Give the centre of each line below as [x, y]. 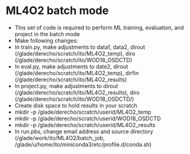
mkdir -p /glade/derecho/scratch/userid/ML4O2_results [85, 125]
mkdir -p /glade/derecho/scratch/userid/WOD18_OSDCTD [88, 118]
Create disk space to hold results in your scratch [76, 105]
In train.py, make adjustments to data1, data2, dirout [80, 47]
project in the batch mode [47, 34]
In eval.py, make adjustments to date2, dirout [71, 66]
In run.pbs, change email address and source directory [84, 131]
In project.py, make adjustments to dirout [66, 86]
